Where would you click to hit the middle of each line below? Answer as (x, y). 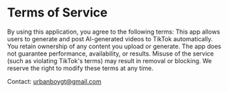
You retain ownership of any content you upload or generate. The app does (114, 46)
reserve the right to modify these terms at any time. (80, 68)
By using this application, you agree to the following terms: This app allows (114, 32)
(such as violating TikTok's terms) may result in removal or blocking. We (110, 60)
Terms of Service (57, 13)
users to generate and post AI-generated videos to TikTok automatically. (110, 38)
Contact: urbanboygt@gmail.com (54, 81)
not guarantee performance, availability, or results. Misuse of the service (111, 54)
